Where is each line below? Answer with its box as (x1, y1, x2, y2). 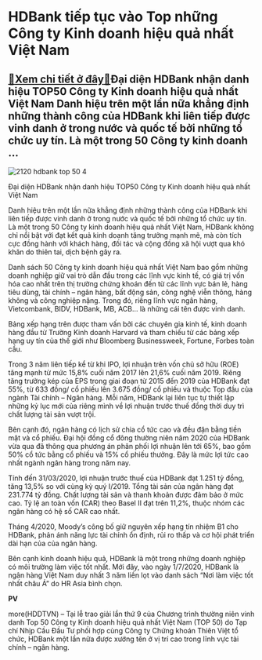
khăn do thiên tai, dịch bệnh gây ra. (8, 247, 123, 257)
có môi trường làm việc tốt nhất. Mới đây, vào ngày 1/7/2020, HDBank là (8, 562, 239, 571)
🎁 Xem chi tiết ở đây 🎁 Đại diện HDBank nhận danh (8, 72, 249, 86)
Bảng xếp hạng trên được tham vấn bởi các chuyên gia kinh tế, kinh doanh (8, 319, 248, 329)
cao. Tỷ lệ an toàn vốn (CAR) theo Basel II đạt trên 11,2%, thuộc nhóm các (8, 498, 245, 508)
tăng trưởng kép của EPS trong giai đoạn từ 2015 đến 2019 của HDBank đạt (8, 377, 250, 385)
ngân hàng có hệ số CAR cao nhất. (8, 507, 120, 516)
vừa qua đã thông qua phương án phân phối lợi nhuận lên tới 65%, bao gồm (8, 442, 252, 450)
